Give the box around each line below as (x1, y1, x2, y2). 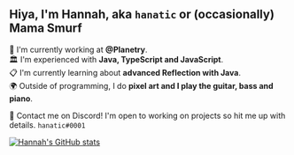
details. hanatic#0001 (9, 119, 86, 130)
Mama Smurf (9, 21, 82, 36)
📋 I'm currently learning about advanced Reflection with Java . (9, 67, 242, 77)
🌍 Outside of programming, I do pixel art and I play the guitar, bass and (9, 80, 274, 91)
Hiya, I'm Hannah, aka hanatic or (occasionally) (9, 7, 275, 22)
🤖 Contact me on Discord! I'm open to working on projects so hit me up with (9, 110, 286, 121)
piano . (9, 92, 34, 104)
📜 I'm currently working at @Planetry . (9, 44, 148, 55)
